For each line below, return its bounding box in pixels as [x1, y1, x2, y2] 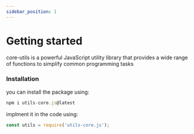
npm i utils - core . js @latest [6, 100, 76, 106]
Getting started [6, 34, 83, 47]
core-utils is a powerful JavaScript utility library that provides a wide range [6, 54, 188, 61]
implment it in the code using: [6, 110, 79, 117]
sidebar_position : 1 [6, 8, 57, 15]
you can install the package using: [6, 88, 90, 95]
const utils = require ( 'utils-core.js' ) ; [6, 122, 110, 128]
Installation [6, 75, 40, 83]
